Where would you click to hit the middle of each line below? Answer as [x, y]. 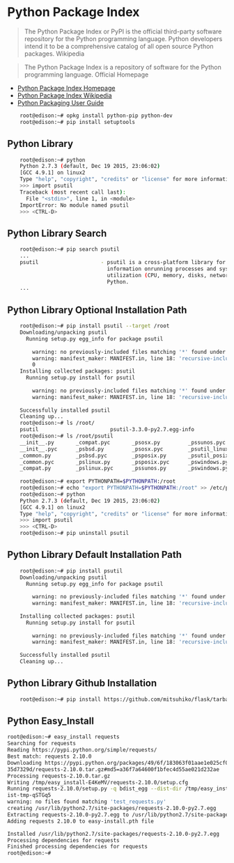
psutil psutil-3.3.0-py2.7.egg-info [107, 430]
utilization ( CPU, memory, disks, [157, 275]
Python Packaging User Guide [61, 102]
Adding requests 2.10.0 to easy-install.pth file [81, 821]
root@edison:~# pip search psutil [70, 249]
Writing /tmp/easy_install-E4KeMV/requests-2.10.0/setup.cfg [98, 782]
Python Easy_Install [50, 721]
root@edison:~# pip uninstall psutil [75, 534]
